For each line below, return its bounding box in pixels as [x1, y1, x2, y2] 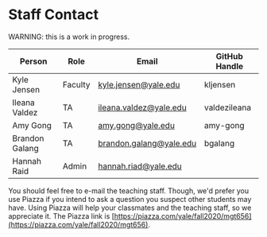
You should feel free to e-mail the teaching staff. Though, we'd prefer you [8, 185, 249, 196]
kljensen [203, 79, 236, 90]
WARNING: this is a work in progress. [8, 32, 130, 41]
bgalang [203, 138, 235, 149]
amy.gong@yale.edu [98, 119, 175, 130]
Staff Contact [8, 6, 99, 24]
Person [19, 56, 48, 67]
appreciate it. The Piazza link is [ [8, 211, 115, 220]
